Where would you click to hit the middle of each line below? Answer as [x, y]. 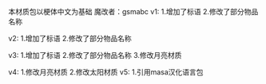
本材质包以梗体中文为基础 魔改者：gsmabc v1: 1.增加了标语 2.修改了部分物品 [133, 11]
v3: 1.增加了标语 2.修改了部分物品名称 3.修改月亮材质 [95, 55]
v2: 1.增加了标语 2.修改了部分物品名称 [70, 38]
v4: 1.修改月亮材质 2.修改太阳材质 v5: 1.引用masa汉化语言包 [106, 72]
